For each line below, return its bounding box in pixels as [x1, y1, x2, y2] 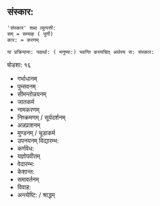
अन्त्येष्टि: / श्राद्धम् [17, 190, 55, 199]
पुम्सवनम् [17, 82, 36, 90]
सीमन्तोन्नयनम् [17, 90, 47, 98]
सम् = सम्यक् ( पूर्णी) [7, 30, 54, 37]
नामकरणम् [17, 105, 40, 114]
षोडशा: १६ [7, 61, 31, 69]
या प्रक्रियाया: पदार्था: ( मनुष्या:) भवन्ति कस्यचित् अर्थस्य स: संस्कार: [7, 48, 154, 55]
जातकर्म [17, 97, 34, 106]
